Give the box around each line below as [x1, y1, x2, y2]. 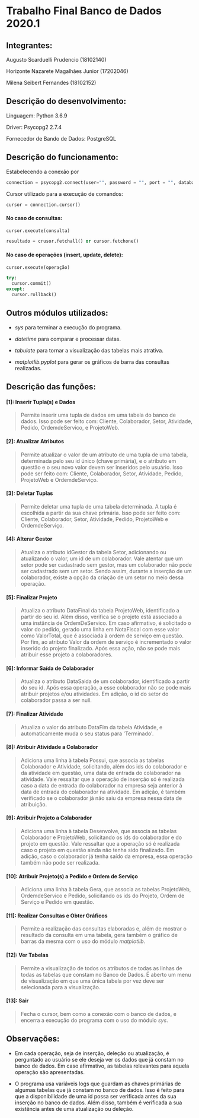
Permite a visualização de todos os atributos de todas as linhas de [20, 964, 182, 971]
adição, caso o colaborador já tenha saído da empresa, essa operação [20, 853, 192, 860]
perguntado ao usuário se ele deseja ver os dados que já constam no [14, 1056, 184, 1063]
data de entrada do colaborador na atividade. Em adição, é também [20, 788, 185, 795]
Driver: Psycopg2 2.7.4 [6, 123, 62, 131]
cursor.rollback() [11, 292, 57, 298]
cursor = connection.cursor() [6, 202, 81, 208]
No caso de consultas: [6, 214, 63, 221]
